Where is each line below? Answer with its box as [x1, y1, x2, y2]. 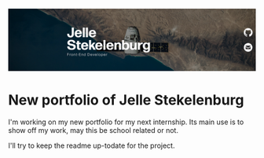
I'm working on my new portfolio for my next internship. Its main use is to [8, 117, 244, 127]
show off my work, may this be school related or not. [8, 125, 179, 134]
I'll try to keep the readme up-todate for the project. [8, 141, 175, 150]
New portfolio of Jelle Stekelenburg [8, 91, 244, 109]
